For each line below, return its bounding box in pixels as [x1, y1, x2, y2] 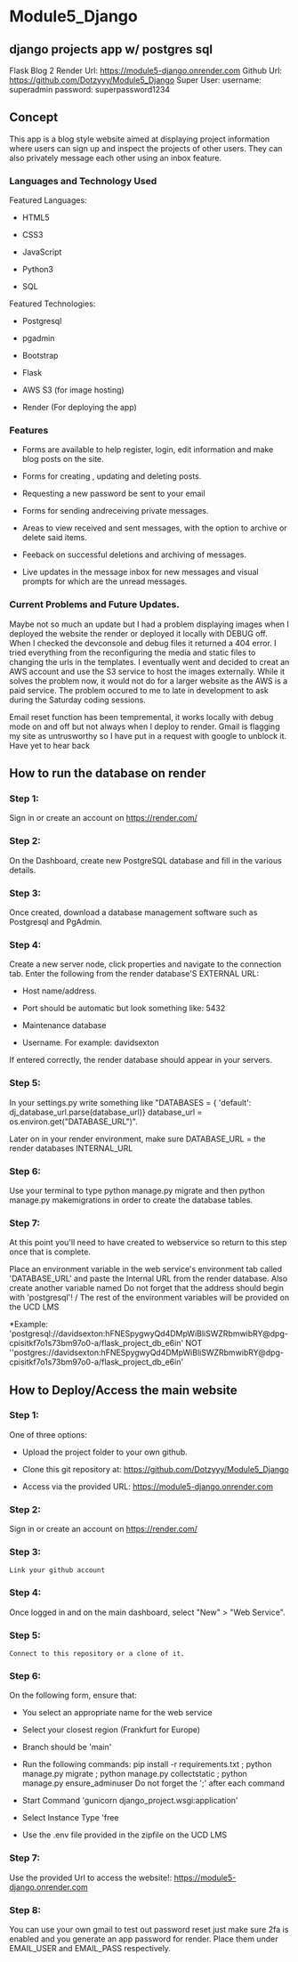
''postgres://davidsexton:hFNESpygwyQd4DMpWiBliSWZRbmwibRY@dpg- [9, 1347, 285, 1358]
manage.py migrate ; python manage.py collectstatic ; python [21, 1769, 247, 1780]
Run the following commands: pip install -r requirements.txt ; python [21, 1759, 272, 1770]
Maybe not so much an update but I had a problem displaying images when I [9, 619, 289, 629]
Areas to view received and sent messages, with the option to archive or [21, 523, 287, 533]
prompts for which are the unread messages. [21, 576, 188, 587]
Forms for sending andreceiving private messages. [21, 506, 209, 516]
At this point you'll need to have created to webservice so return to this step [9, 1237, 287, 1248]
